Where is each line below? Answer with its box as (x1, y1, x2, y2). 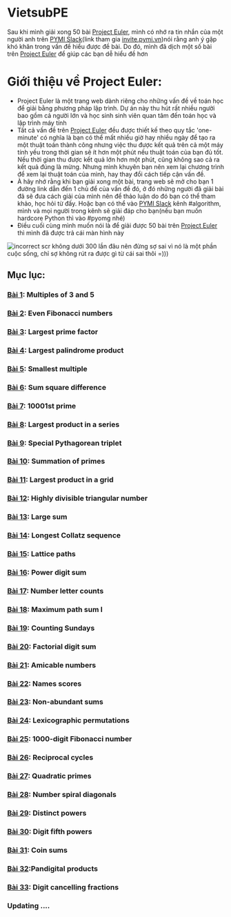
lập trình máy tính (17, 119, 67, 127)
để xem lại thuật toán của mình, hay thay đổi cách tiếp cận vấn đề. (17, 170, 205, 178)
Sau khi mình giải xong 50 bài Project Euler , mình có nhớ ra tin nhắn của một (7, 28, 223, 36)
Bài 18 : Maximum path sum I (7, 604, 103, 614)
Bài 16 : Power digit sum (7, 568, 87, 578)
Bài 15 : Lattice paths (7, 549, 76, 559)
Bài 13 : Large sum (7, 512, 68, 522)
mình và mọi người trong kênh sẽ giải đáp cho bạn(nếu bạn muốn (17, 206, 202, 215)
